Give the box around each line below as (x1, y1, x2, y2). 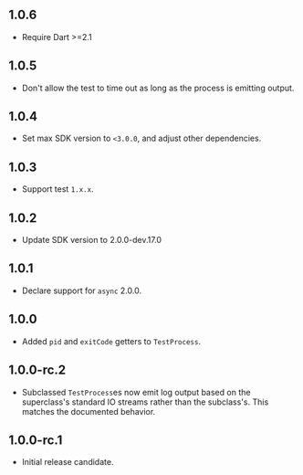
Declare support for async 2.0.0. (21, 285, 142, 296)
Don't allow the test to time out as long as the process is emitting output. (21, 82, 295, 93)
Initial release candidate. (21, 457, 114, 468)
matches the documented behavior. (21, 406, 156, 417)
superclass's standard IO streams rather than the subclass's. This (21, 396, 269, 407)
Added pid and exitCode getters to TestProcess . (21, 335, 202, 346)
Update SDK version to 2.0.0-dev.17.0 (21, 235, 162, 246)
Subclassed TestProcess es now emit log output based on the (21, 386, 251, 397)
